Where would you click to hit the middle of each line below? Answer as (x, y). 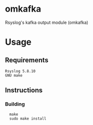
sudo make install (28, 118)
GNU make (14, 75)
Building (15, 104)
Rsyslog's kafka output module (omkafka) (47, 22)
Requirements (27, 60)
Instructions (24, 90)
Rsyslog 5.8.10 (20, 71)
